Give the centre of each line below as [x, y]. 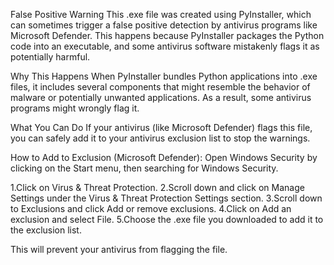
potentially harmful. [50, 57]
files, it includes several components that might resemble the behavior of [160, 87]
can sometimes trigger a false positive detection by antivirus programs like [164, 25]
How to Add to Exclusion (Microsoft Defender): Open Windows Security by [164, 157]
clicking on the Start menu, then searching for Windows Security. [144, 168]
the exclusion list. [46, 230]
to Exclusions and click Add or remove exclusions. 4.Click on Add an [151, 208]
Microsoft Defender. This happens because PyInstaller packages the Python [167, 35]
